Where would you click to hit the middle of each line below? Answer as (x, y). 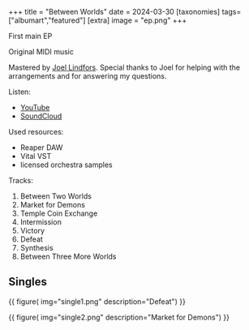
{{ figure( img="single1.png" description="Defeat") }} (97, 301)
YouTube (35, 107)
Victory (32, 231)
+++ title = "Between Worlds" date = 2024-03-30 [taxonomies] (114, 12)
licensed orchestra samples (67, 165)
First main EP (30, 36)
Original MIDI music (41, 51)
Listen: (19, 92)
